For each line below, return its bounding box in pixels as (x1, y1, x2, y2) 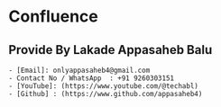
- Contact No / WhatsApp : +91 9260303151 (8, 74, 175, 83)
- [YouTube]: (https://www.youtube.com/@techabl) (8, 82, 199, 91)
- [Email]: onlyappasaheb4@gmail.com (8, 66, 151, 75)
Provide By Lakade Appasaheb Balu (8, 42, 213, 58)
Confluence (8, 6, 98, 27)
